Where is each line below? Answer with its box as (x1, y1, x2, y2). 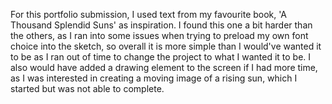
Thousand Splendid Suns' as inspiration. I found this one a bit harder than (10, 19, 313, 31)
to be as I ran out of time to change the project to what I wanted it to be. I (10, 51, 312, 63)
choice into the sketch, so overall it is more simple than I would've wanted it (10, 40, 322, 52)
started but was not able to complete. (10, 83, 165, 94)
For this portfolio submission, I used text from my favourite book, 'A (10, 9, 287, 20)
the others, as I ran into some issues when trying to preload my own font (10, 30, 309, 41)
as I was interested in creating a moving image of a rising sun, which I (10, 72, 298, 84)
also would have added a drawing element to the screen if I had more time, (10, 62, 318, 73)
